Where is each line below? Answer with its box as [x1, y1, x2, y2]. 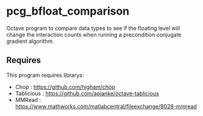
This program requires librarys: [6, 71, 84, 79]
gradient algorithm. [6, 37, 54, 45]
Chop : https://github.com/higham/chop [15, 83, 116, 90]
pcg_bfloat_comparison [6, 4, 130, 18]
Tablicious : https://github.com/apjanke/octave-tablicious [15, 90, 160, 97]
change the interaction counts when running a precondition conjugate [6, 31, 182, 38]
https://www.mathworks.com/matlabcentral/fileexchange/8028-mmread [15, 103, 197, 110]
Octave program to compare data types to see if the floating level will [6, 24, 180, 32]
